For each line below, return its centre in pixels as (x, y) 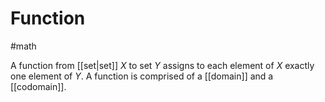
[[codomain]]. (38, 86)
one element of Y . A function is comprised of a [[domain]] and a (142, 76)
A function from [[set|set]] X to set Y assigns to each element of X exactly (162, 65)
